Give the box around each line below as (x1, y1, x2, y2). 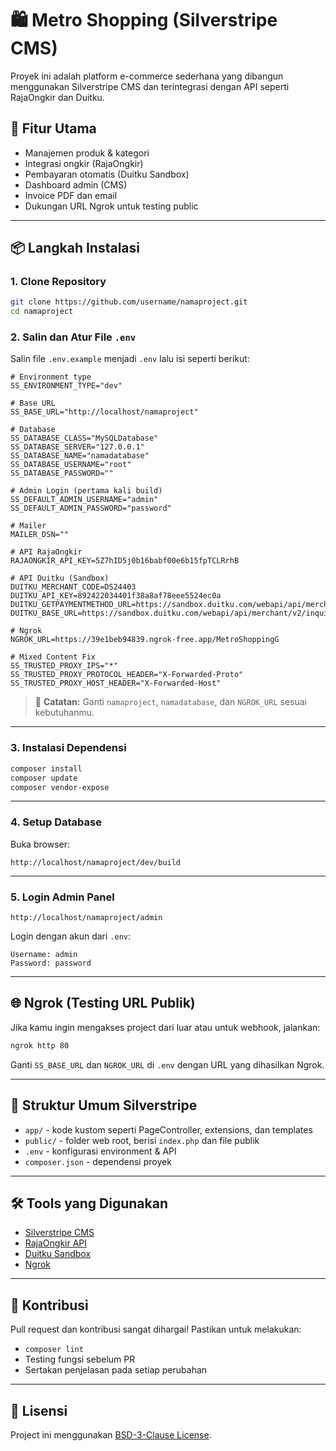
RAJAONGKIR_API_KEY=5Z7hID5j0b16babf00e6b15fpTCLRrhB (10, 556, 240, 566)
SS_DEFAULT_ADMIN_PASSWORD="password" (10, 503, 172, 514)
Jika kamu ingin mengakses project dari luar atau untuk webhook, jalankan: (10, 1021, 321, 1033)
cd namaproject (10, 307, 74, 317)
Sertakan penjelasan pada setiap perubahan (24, 1364, 208, 1376)
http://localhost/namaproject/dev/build (10, 857, 182, 867)
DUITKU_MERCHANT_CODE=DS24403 (10, 582, 137, 592)
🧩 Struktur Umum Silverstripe (10, 1097, 198, 1114)
